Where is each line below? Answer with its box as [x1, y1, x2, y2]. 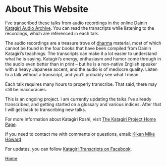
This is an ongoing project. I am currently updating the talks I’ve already [5, 96, 152, 102]
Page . [5, 121, 17, 127]
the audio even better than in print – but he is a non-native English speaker [5, 61, 158, 67]
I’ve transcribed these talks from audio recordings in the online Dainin [5, 20, 147, 26]
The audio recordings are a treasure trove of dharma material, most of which [5, 40, 162, 46]
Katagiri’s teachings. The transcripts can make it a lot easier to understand [5, 51, 157, 56]
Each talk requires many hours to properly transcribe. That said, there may [5, 81, 157, 87]
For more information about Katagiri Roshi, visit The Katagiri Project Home [5, 116, 156, 122]
